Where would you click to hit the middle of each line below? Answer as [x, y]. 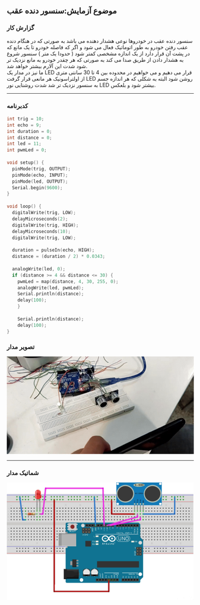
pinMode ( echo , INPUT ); [40, 175]
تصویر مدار [21, 346]
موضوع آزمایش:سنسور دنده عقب [62, 11]
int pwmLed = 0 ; [27, 150]
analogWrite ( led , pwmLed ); [51, 288]
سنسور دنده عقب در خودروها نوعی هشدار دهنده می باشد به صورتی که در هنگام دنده [100, 41]
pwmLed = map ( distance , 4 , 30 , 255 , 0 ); [68, 281]
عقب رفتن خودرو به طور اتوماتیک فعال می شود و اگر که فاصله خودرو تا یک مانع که [98, 47]
